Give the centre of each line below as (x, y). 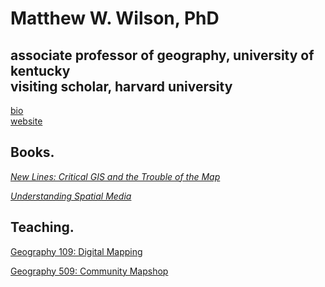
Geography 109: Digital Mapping (76, 251)
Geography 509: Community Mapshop (89, 271)
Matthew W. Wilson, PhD (115, 18)
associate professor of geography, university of (162, 55)
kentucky (40, 70)
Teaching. (42, 227)
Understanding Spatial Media (71, 196)
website (26, 121)
